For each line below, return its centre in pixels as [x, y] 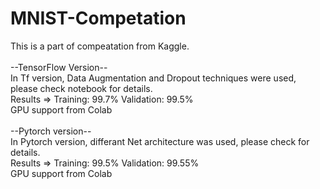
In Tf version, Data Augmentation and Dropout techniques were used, [153, 78]
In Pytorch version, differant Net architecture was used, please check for [160, 141]
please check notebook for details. [81, 88]
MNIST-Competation [98, 18]
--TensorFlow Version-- [59, 67]
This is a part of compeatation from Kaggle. [100, 46]
